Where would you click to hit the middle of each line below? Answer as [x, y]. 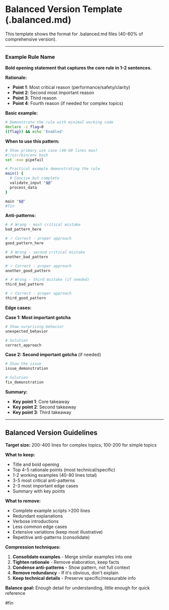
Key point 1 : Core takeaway [41, 401]
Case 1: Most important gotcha [38, 317]
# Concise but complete [34, 178]
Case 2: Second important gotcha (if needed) [53, 355]
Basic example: [22, 113]
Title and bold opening [36, 464]
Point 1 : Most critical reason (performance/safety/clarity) [71, 87]
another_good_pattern [28, 271]
